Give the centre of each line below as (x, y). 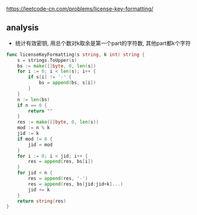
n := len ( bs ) (34, 99)
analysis (23, 28)
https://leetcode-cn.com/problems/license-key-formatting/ (80, 9)
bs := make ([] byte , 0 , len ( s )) (57, 66)
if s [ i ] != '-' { (50, 77)
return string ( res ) (42, 201)
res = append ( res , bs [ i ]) (61, 162)
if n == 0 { (32, 105)
